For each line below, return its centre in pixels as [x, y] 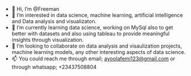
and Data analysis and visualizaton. [54, 21]
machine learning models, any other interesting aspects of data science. [98, 52]
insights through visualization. [48, 40]
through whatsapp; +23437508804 [54, 67]
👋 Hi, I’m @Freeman [35, 9]
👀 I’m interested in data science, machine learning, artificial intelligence [97, 15]
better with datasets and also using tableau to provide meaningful [91, 34]
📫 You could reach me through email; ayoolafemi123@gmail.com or [93, 59]
